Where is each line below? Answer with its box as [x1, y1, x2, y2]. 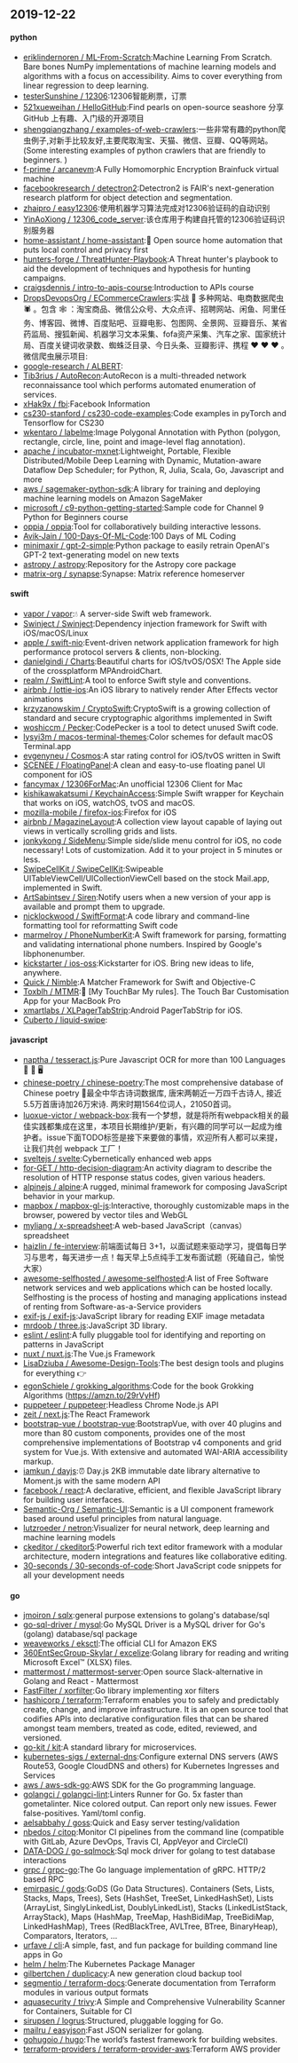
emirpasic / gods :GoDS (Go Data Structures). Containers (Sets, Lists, [22, 1884, 275, 1894]
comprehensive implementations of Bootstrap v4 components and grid [22, 1437, 282, 1448]
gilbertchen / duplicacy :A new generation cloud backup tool [22, 1968, 242, 1979]
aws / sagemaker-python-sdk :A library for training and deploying [22, 483, 261, 494]
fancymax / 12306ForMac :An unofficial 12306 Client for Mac [22, 779, 243, 789]
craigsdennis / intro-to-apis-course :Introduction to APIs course [22, 281, 255, 292]
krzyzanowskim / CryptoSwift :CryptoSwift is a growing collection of [22, 703, 271, 714]
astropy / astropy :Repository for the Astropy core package [22, 558, 237, 569]
